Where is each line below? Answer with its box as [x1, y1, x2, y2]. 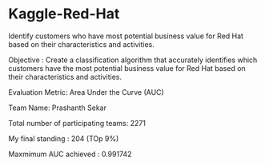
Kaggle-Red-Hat [8, 5, 120, 23]
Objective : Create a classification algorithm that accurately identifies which [8, 55, 258, 65]
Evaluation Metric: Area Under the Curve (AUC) [8, 87, 164, 96]
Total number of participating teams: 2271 [8, 118, 147, 128]
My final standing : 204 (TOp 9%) [8, 133, 119, 143]
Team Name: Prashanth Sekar [8, 103, 106, 112]
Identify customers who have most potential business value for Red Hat [8, 31, 244, 41]
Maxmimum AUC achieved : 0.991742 [8, 149, 132, 159]
